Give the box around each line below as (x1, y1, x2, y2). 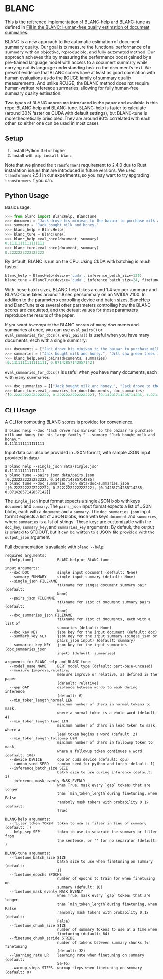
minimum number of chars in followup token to (57, 740, 153, 745)
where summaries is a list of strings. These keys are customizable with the (5, 519, 152, 525)
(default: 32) (57, 948, 86, 954)
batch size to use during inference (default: (57, 770, 153, 775)
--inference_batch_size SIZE (9, 766, 68, 771)
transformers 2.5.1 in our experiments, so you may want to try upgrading (5, 172, 149, 178)
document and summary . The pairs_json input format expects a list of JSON (5, 503, 152, 509)
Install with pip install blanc (12, 153, 72, 158)
